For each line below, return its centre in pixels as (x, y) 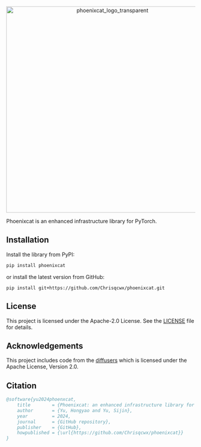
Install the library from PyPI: (40, 254)
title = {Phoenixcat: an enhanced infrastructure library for (106, 405)
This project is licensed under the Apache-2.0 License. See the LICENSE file (100, 320)
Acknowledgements (45, 346)
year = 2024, (44, 416)
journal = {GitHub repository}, (64, 422)
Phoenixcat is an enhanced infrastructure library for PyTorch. (82, 221)
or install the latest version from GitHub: (55, 277)
